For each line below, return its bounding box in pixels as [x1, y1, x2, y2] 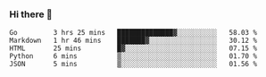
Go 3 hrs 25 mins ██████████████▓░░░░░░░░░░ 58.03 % [9, 29, 257, 38]
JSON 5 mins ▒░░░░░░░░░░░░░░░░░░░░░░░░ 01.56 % [9, 60, 257, 69]
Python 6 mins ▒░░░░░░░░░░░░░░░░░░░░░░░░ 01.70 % [9, 52, 257, 61]
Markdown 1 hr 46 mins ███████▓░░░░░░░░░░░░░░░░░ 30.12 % [9, 36, 257, 46]
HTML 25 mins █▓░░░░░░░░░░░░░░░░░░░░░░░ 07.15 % [9, 44, 257, 53]
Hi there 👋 [9, 8, 54, 21]
